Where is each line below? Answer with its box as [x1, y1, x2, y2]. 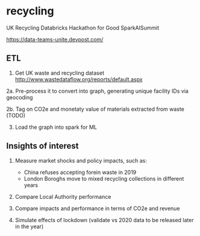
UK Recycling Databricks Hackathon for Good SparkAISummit [6, 24, 160, 31]
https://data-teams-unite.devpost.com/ [6, 36, 104, 43]
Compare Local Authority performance [14, 193, 111, 200]
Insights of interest [6, 141, 80, 151]
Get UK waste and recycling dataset [14, 69, 104, 76]
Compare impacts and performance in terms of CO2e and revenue [14, 205, 180, 212]
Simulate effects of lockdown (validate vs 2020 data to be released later [14, 216, 194, 223]
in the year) [14, 223, 44, 230]
